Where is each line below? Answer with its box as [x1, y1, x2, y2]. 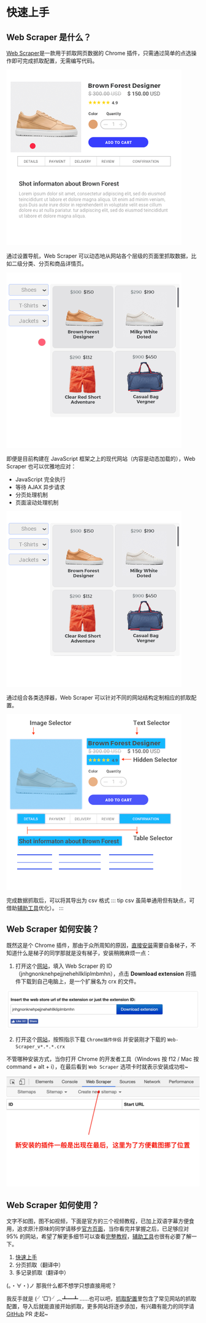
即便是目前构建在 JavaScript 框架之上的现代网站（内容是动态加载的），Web [6, 455, 196, 462]
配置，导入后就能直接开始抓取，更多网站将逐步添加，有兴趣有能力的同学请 [6, 1302, 194, 1309]
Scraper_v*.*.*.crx [15, 1044, 66, 1050]
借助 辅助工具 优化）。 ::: [6, 905, 64, 911]
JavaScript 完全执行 [15, 476, 66, 483]
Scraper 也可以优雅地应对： [6, 463, 77, 470]
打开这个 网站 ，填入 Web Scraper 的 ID [15, 962, 112, 970]
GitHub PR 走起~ [6, 1310, 48, 1317]
